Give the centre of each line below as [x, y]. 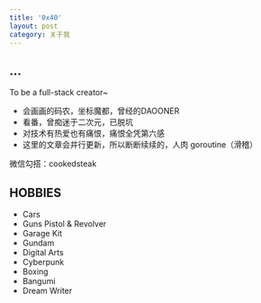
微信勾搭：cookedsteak [53, 164]
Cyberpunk [43, 262]
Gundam [38, 243]
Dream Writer [47, 290]
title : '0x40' [36, 18]
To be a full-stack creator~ [58, 93]
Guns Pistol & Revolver [64, 224]
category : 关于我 [40, 34]
